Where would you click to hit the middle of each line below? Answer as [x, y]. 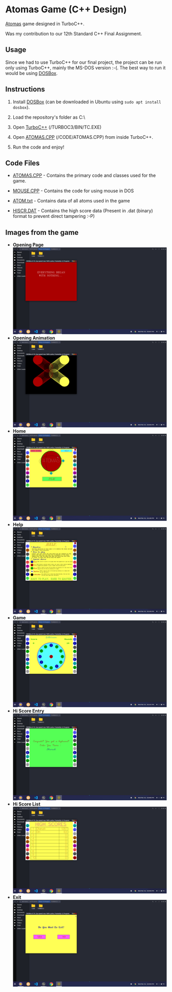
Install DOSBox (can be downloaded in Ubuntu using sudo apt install [87, 102]
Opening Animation [34, 338]
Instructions [25, 89]
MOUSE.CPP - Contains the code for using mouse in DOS [73, 191]
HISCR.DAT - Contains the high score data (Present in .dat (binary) [83, 211]
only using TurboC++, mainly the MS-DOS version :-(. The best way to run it [85, 67]
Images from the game [42, 232]
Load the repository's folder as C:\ [49, 117]
